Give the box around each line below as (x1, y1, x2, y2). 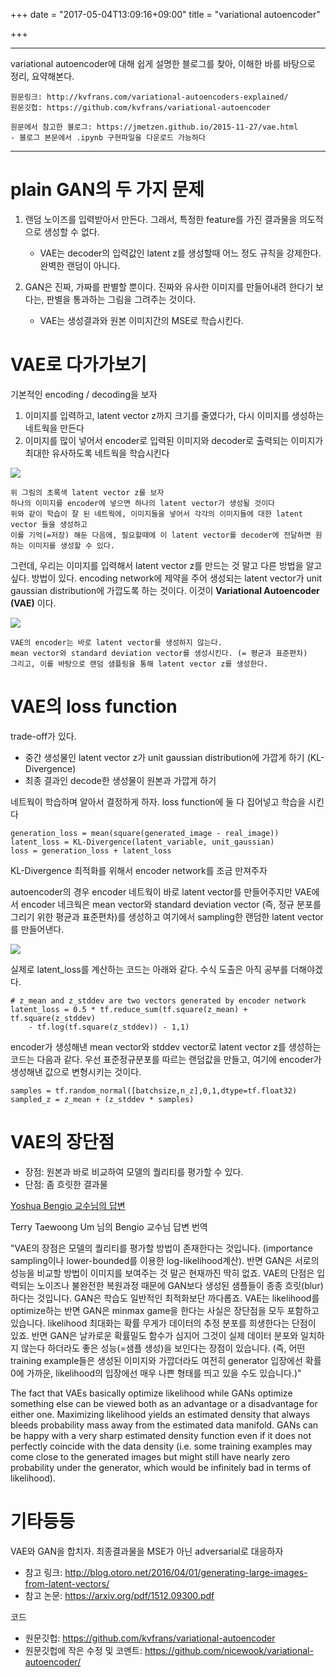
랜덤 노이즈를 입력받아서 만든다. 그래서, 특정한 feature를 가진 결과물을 (24, 213, 298, 225)
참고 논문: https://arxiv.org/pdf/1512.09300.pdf (24, 1589, 215, 1601)
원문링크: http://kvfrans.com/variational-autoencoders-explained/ (10, 92, 289, 102)
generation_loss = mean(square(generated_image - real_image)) (10, 828, 280, 838)
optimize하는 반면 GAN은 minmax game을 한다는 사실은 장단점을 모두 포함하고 (10, 1304, 320, 1316)
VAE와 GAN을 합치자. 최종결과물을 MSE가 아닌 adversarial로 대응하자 (10, 1545, 284, 1557)
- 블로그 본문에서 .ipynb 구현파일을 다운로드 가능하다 (10, 133, 206, 143)
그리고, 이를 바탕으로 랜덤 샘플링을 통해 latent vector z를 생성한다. (10, 659, 269, 669)
